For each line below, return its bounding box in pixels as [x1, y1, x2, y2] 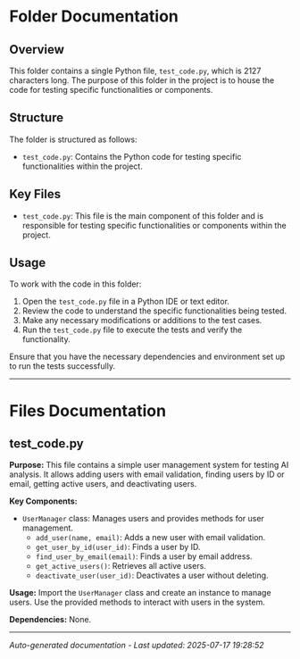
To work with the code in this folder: [9, 279, 142, 289]
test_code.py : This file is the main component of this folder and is [21, 210, 264, 221]
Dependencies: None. [9, 614, 92, 625]
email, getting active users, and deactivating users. [9, 479, 197, 489]
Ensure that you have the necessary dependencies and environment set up [9, 351, 286, 363]
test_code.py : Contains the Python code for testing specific [21, 151, 242, 162]
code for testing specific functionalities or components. [9, 85, 213, 95]
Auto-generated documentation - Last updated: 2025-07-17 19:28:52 [9, 640, 264, 651]
